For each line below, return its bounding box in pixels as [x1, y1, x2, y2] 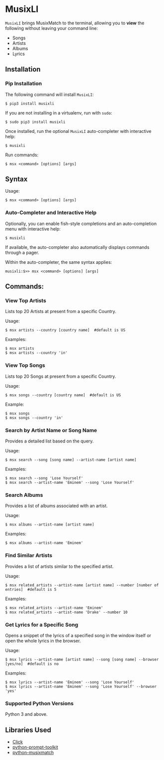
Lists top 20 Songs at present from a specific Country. [5, 373, 116, 379]
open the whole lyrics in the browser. [5, 638, 81, 644]
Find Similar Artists [5, 552, 53, 559]
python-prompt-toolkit [12, 744, 58, 750]
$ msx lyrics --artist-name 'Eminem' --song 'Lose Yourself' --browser [5, 684, 157, 689]
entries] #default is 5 [5, 587, 57, 592]
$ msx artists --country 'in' [5, 350, 68, 355]
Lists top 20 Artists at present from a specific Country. [5, 309, 117, 315]
